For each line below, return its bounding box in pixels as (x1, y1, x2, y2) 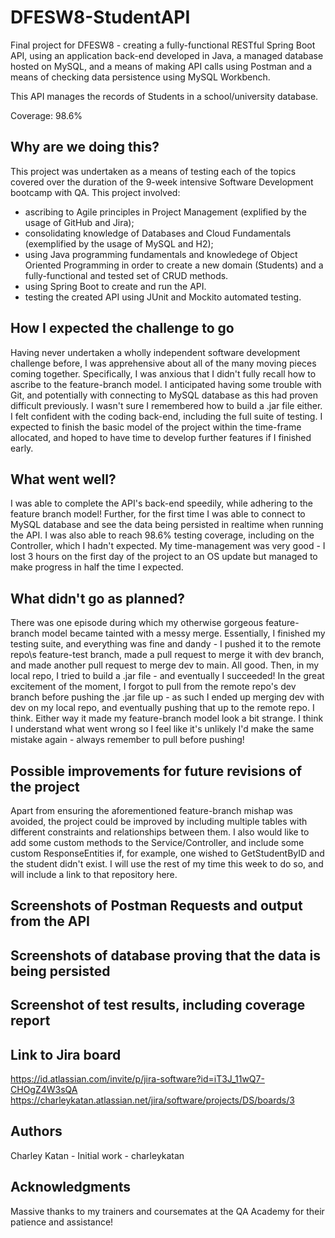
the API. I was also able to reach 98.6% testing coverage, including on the (10, 529, 315, 541)
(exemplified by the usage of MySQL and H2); (24, 237, 214, 250)
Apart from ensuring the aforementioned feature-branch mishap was (10, 805, 293, 816)
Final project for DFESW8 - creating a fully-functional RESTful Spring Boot (10, 39, 316, 51)
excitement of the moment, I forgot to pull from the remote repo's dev (10, 681, 297, 693)
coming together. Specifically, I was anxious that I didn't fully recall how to (10, 367, 317, 380)
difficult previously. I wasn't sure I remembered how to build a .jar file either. (10, 399, 323, 411)
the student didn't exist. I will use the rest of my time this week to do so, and (10, 858, 324, 870)
